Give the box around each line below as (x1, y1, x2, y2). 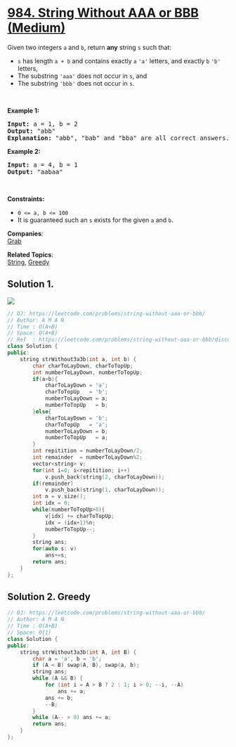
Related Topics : (7, 250, 54, 259)
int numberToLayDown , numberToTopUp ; (32, 369, 143, 376)
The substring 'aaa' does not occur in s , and (17, 72, 147, 80)
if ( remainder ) (32, 480, 74, 487)
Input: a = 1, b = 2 (7, 119, 79, 128)
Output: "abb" (7, 126, 56, 135)
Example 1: (7, 106, 40, 115)
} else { (32, 408, 52, 415)
